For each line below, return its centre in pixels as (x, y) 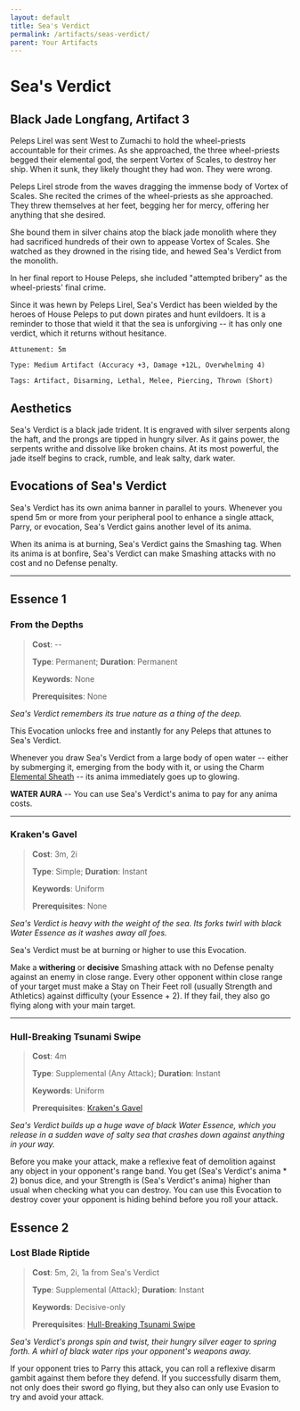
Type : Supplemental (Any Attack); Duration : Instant (126, 1074)
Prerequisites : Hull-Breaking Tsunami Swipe (114, 1324)
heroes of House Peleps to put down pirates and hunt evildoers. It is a (138, 314)
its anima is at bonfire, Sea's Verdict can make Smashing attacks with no (143, 553)
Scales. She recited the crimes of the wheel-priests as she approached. (142, 196)
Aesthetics (41, 408)
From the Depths (47, 625)
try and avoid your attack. (57, 1397)
